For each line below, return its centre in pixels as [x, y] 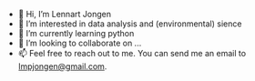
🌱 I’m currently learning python [76, 33]
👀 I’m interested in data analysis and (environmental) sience [130, 24]
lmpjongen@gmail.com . [62, 66]
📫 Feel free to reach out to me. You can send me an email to [132, 53]
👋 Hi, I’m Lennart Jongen [65, 14]
